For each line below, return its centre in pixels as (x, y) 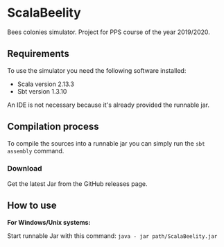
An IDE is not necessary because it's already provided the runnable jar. (109, 105)
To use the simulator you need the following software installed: (97, 70)
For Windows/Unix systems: (49, 222)
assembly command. (36, 151)
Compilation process (53, 127)
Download (25, 169)
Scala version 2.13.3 (46, 84)
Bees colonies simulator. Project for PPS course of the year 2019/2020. (109, 32)
